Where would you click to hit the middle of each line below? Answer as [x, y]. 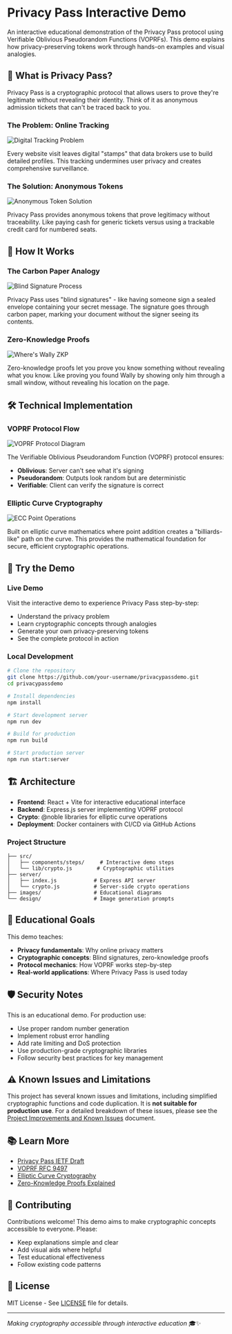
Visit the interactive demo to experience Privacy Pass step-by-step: [103, 603]
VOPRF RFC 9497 [42, 1168]
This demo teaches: [35, 936]
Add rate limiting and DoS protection [69, 1043]
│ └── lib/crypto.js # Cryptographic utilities [91, 869]
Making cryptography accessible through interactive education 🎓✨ [104, 1323]
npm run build [28, 740]
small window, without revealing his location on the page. [88, 383]
